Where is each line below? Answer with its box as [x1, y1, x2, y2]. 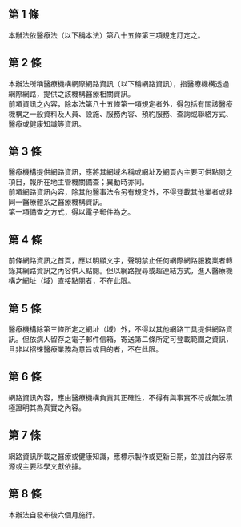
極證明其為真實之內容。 [8, 403, 86, 412]
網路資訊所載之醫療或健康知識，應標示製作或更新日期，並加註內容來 [8, 451, 233, 461]
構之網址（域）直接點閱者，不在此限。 [8, 276, 135, 286]
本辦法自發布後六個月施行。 [8, 509, 100, 519]
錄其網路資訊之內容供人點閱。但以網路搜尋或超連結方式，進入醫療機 [8, 266, 233, 276]
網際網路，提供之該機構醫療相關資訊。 [8, 89, 135, 99]
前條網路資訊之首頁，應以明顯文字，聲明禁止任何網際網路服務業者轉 [8, 255, 233, 266]
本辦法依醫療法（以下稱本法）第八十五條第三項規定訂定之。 [8, 30, 205, 40]
